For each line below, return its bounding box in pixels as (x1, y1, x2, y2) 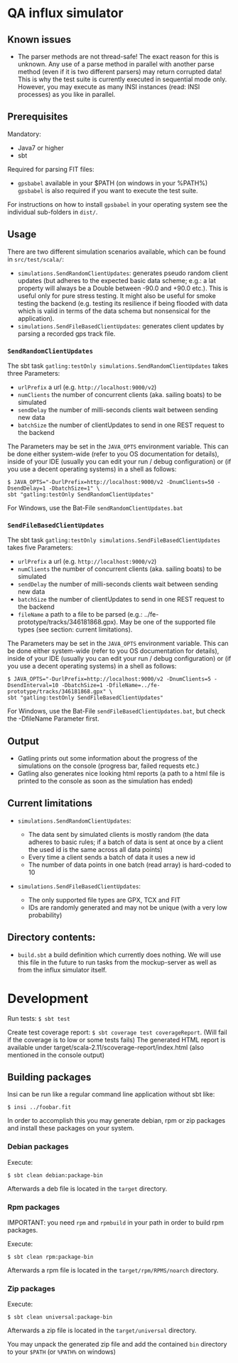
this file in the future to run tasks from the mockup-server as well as (17, 957, 217, 967)
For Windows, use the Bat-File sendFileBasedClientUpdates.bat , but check (7, 707, 226, 716)
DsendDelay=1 (7, 485, 46, 492)
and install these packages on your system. (7, 1124, 135, 1133)
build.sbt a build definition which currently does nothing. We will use (17, 950, 222, 959)
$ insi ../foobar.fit (7, 1104, 72, 1111)
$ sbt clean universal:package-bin (7, 1314, 113, 1321)
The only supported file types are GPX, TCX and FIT (28, 895, 181, 904)
